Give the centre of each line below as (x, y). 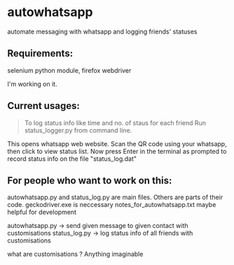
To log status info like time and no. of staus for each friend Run (115, 122)
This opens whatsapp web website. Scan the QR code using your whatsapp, (117, 143)
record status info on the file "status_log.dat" (72, 159)
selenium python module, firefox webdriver (69, 70)
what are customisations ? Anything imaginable (75, 254)
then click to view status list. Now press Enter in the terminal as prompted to (117, 151)
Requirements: (40, 53)
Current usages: (44, 106)
